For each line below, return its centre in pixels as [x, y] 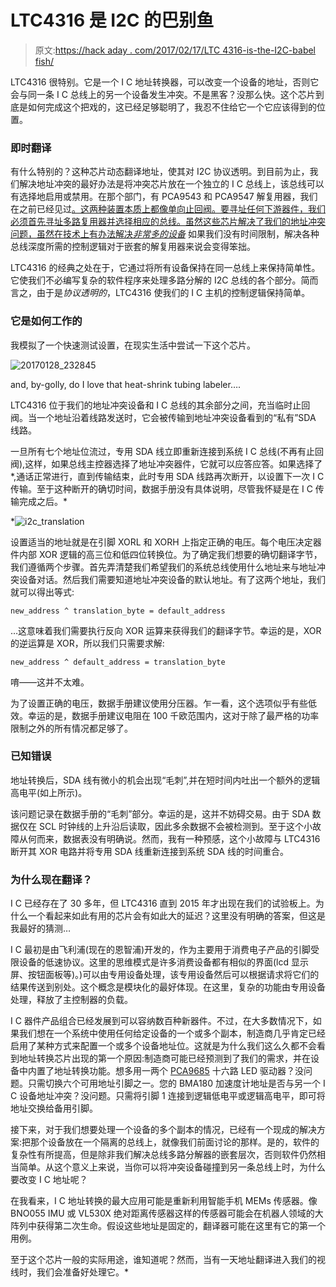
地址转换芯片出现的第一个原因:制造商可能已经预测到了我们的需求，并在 [165, 1058]
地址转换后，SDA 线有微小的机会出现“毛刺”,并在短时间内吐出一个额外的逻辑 [165, 780]
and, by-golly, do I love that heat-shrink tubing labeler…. [126, 384]
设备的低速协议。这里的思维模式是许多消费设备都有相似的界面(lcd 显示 [164, 962]
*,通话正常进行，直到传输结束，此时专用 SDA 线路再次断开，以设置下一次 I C [167, 476]
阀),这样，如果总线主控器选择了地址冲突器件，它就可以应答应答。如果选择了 [166, 463]
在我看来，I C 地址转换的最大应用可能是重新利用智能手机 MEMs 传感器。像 [164, 1201]
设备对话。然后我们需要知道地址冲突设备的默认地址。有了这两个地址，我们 [172, 579]
